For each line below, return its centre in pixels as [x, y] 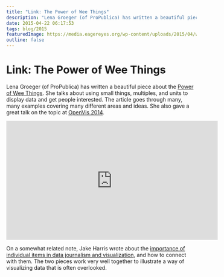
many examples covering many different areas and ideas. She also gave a [98, 106]
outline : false [25, 40]
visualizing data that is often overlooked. [56, 267]
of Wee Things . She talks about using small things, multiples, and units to [97, 93]
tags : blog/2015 [27, 29]
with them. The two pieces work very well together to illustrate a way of [95, 261]
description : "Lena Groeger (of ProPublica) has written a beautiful [96, 18]
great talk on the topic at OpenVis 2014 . [55, 112]
